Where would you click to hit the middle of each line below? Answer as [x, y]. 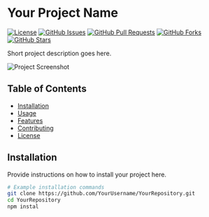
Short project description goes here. [59, 53]
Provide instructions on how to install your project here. [87, 174]
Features [30, 120]
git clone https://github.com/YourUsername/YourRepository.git [101, 194]
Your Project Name [63, 13]
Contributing [35, 128]
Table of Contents [47, 89]
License [29, 135]
